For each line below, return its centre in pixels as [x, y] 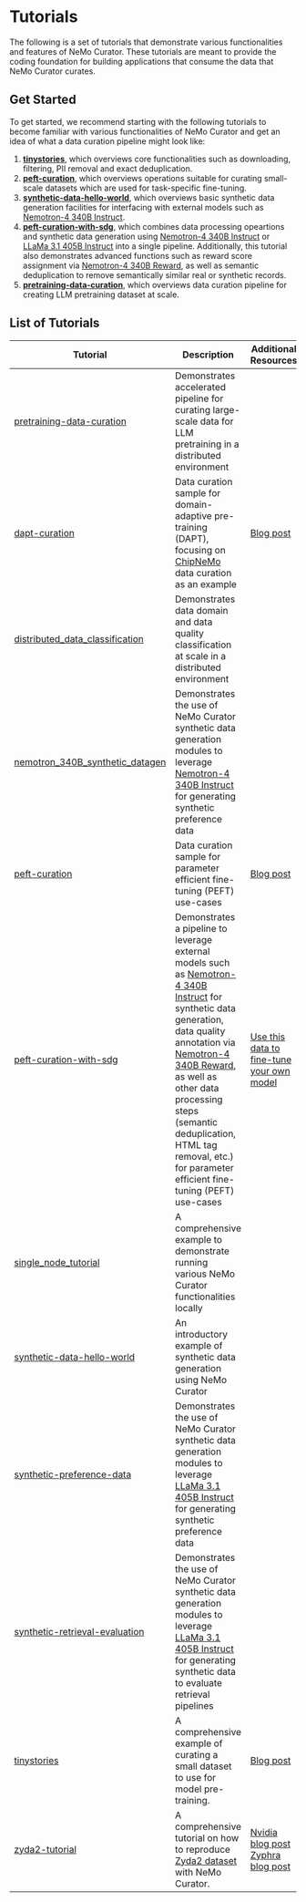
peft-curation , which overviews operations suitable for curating [142, 178]
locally [189, 1308]
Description [208, 355]
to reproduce [202, 1849]
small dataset [203, 1766]
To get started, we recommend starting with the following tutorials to [138, 121]
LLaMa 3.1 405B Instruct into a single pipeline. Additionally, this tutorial [155, 246]
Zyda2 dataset [206, 1860]
